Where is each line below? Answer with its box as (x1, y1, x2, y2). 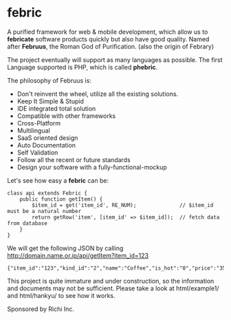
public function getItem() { (19, 195, 103, 203)
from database (7, 219, 48, 227)
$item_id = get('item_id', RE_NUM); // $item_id (32, 201, 214, 208)
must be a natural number (7, 208, 81, 214)
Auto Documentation (16, 141, 76, 149)
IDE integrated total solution (16, 104, 96, 112)
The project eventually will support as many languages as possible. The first (7, 55, 223, 63)
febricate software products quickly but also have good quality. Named (7, 34, 210, 43)
